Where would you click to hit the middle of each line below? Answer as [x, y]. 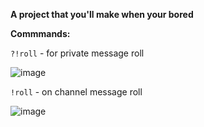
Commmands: [40, 33]
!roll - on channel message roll [76, 92]
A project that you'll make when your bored [102, 14]
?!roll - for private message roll [77, 53]
